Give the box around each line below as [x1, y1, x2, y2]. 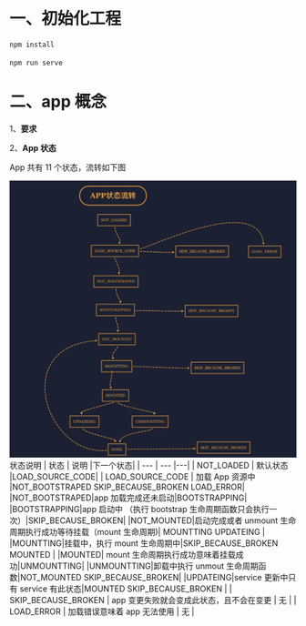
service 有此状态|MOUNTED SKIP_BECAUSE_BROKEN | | [19, 583, 232, 594]
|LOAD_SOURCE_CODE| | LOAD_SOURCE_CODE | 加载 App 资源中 [9, 470, 256, 482]
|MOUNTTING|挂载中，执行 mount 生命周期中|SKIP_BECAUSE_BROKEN [9, 538, 279, 549]
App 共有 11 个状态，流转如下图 [9, 161, 127, 173]
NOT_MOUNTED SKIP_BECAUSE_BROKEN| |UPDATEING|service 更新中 [19, 571, 289, 582]
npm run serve [9, 58, 64, 67]
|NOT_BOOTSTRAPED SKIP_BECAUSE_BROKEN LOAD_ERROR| [9, 481, 246, 492]
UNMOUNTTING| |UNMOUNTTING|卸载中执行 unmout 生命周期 [19, 560, 259, 571]
